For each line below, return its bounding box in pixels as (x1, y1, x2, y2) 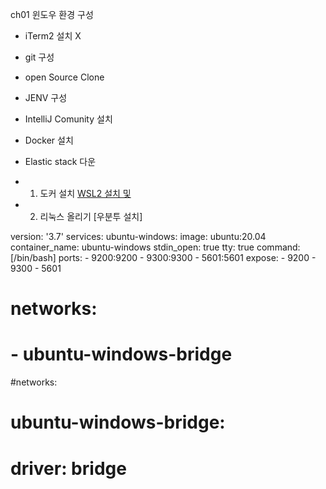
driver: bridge (10, 457, 127, 480)
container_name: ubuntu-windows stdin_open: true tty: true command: (10, 241, 301, 253)
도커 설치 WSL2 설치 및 (39, 188, 132, 199)
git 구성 (24, 51, 55, 63)
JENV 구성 (24, 92, 68, 103)
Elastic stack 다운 (24, 156, 97, 167)
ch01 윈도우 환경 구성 (10, 9, 94, 20)
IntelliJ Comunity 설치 (24, 113, 113, 125)
